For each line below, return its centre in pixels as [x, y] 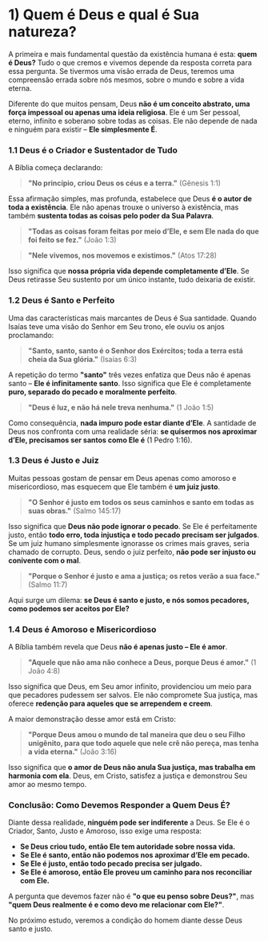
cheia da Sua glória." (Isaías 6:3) [82, 359]
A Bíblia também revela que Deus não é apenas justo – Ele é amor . [118, 647]
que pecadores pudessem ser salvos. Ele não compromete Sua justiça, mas [133, 695]
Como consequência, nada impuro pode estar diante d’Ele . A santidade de [132, 422]
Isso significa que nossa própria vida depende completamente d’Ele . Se [129, 271]
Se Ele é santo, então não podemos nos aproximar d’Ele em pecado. [135, 855]
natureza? [43, 32]
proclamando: [31, 335]
